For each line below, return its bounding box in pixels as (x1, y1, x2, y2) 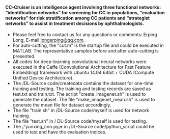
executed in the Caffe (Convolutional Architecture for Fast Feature (12, 64, 151, 70)
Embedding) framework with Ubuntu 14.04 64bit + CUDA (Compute (12, 69, 154, 76)
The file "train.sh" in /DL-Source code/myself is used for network (12, 107, 149, 114)
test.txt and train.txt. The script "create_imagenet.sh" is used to (12, 91, 146, 97)
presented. (12, 53, 36, 60)
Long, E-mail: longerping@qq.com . (12, 37, 85, 43)
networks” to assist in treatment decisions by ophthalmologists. (5, 20, 144, 26)
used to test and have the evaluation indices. (12, 129, 107, 135)
